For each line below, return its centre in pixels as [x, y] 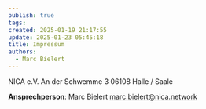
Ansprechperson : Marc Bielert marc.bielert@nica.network [103, 96]
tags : [17, 23]
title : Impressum [37, 45]
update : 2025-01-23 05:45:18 [56, 37]
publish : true [31, 15]
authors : [22, 52]
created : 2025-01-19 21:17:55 [58, 30]
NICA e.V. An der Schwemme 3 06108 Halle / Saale [91, 81]
